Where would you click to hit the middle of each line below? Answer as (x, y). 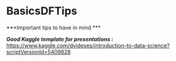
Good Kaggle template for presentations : (60, 39)
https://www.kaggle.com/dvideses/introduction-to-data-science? (88, 45)
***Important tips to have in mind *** (54, 28)
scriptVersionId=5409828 (39, 51)
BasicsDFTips (42, 11)
